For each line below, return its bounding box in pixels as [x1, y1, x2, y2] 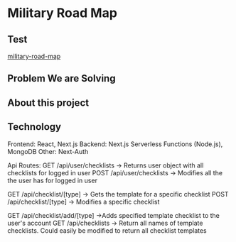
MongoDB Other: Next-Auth [7, 147, 89, 155]
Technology [7, 121, 62, 133]
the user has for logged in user [7, 176, 98, 185]
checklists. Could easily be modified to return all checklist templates [7, 226, 208, 235]
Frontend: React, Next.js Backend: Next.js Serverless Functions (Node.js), [7, 140, 223, 148]
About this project [7, 97, 90, 109]
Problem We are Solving [7, 72, 116, 84]
